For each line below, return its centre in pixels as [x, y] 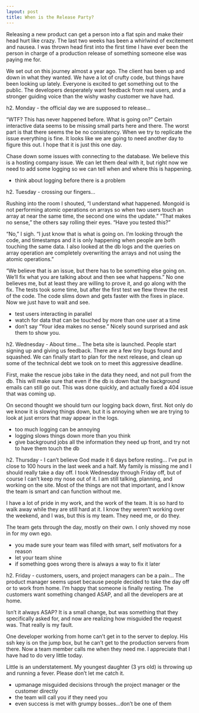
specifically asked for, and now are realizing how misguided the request [94, 618]
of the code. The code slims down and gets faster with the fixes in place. [95, 296]
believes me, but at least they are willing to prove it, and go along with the [96, 283]
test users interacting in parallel [53, 313]
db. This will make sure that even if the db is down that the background [93, 381]
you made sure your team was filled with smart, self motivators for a [98, 545]
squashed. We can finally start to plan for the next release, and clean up [94, 357]
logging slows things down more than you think [72, 435]
